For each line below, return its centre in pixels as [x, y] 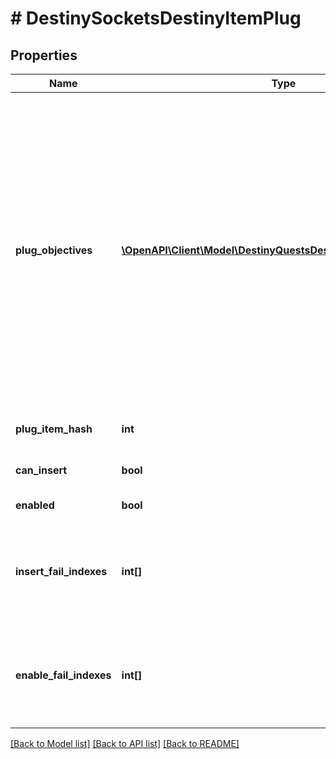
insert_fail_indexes [61, 571]
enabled [35, 505]
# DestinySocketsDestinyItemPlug [156, 18]
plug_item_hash [54, 429]
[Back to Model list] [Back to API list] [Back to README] [125, 743]
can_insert [41, 470]
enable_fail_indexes [63, 675]
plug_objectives [54, 250]
